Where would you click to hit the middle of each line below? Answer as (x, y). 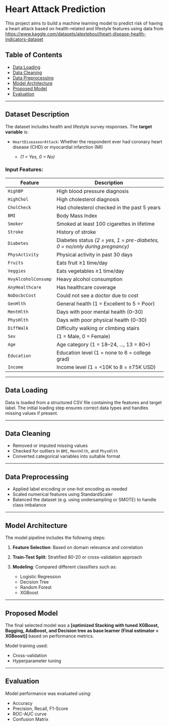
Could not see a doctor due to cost (97, 295)
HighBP (16, 191)
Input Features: (24, 169)
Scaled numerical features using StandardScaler (63, 494)
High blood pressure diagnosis (93, 191)
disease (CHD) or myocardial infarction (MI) (58, 147)
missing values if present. (32, 413)
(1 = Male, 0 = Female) (83, 336)
